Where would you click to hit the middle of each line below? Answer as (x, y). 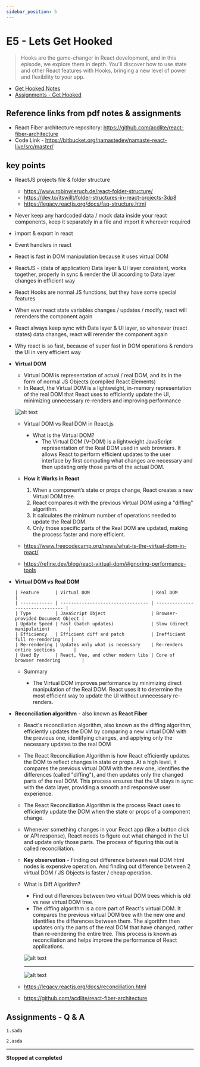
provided (26, 619)
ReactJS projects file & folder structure (62, 180)
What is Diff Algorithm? (52, 884)
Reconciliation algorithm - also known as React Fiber (81, 714)
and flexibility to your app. (53, 77)
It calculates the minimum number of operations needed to (104, 516)
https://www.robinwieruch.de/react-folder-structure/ (88, 191)
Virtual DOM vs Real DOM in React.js (69, 424)
